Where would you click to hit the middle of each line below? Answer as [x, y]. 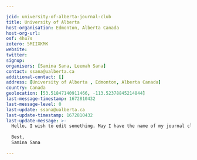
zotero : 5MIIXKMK [27, 44]
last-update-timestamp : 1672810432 [50, 115]
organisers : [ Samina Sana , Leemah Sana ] [56, 66]
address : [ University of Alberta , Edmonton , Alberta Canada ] [84, 82]
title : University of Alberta [43, 22]
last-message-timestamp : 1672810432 [51, 99]
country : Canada [26, 88]
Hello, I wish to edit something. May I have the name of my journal [98, 126]
